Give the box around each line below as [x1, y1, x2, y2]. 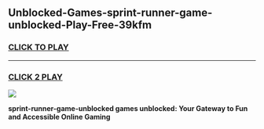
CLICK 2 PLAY [8, 71, 63, 82]
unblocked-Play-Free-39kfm [8, 19, 152, 32]
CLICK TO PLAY [8, 42, 69, 53]
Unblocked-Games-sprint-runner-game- [8, 6, 213, 20]
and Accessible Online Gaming [8, 112, 111, 121]
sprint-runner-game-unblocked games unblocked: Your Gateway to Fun [8, 103, 248, 113]
